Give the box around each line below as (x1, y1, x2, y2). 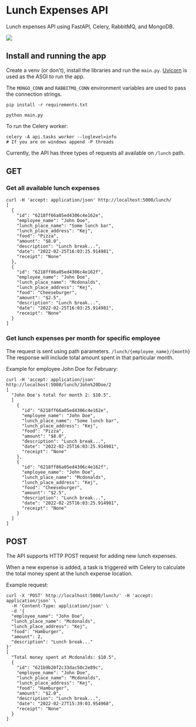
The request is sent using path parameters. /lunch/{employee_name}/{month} (6, 347, 191, 354)
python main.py (6, 112, 43, 118)
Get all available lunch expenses (6, 184, 100, 192)
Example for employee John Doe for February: (6, 365, 119, 372)
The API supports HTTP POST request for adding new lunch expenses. (6, 552, 177, 559)
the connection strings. (6, 91, 62, 98)
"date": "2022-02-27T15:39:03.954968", (16, 701, 114, 706)
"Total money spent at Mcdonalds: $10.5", (11, 654, 117, 660)
